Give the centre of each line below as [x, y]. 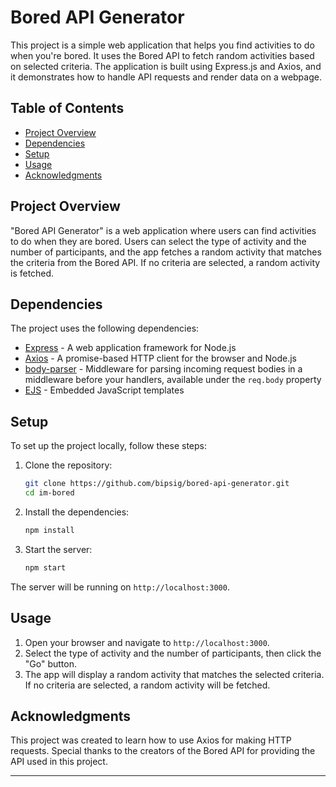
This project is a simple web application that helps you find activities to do [162, 45]
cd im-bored [49, 493]
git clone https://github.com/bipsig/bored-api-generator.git [157, 484]
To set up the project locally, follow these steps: [109, 446]
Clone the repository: [68, 465]
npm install [49, 530]
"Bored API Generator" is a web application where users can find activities [163, 230]
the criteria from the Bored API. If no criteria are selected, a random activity [165, 262]
